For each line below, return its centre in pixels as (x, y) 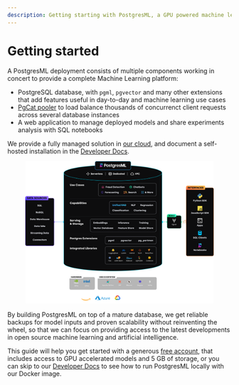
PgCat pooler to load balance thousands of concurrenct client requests (122, 107)
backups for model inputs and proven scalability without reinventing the (112, 322)
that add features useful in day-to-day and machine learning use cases (122, 99)
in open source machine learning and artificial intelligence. (93, 337)
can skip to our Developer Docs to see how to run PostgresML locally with (116, 366)
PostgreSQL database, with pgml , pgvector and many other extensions (120, 92)
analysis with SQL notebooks (60, 130)
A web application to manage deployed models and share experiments (121, 122)
